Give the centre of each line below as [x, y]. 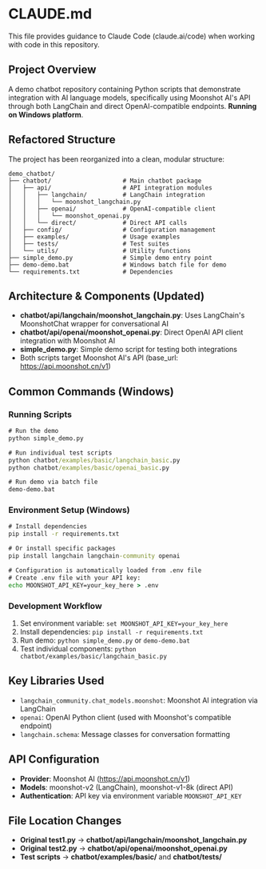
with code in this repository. [54, 44]
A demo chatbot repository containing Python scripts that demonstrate [125, 89]
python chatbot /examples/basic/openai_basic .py [89, 468]
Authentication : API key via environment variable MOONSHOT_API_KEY [131, 795]
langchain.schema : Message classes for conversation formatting [125, 734]
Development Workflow [55, 606]
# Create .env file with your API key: [75, 578]
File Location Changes [65, 821]
